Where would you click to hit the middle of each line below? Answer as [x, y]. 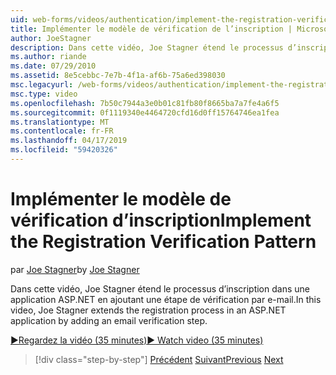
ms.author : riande [48, 57]
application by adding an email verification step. [109, 320]
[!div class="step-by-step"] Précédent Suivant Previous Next [159, 359]
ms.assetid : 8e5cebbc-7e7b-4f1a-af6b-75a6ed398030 [118, 76]
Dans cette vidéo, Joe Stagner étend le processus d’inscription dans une [160, 288]
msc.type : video [44, 94]
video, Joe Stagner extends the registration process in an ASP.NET [148, 310]
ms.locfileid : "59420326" [64, 150]
